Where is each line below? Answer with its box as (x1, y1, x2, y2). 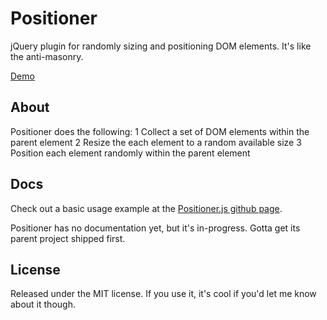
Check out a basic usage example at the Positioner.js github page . (10, 202, 283, 214)
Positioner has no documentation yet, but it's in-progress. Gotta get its (10, 222, 301, 234)
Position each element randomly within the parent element (10, 147, 251, 159)
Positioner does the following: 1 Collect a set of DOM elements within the (10, 125, 310, 137)
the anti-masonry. (10, 50, 84, 62)
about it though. (10, 298, 76, 311)
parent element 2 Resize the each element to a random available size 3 (10, 136, 302, 148)
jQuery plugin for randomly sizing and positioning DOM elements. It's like (10, 40, 312, 52)
